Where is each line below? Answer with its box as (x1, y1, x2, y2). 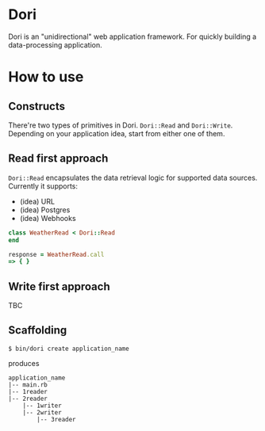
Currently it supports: (8, 181, 78, 191)
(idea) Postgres (19, 204, 71, 215)
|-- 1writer (22, 402, 62, 410)
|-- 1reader (8, 387, 48, 395)
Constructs (8, 99, 66, 113)
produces (8, 358, 40, 368)
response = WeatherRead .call (8, 250, 105, 258)
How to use (8, 68, 84, 86)
